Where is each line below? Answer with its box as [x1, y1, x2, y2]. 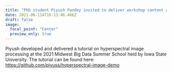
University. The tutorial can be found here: [5, 57, 95, 62]
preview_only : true [10, 31, 52, 36]
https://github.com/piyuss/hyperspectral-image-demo [5, 62, 120, 68]
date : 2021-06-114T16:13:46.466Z [5, 12, 77, 17]
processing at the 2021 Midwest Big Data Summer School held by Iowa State [5, 51, 167, 57]
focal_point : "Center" [10, 27, 58, 32]
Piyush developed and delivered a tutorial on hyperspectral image [5, 46, 144, 51]
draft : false [5, 17, 33, 22]
